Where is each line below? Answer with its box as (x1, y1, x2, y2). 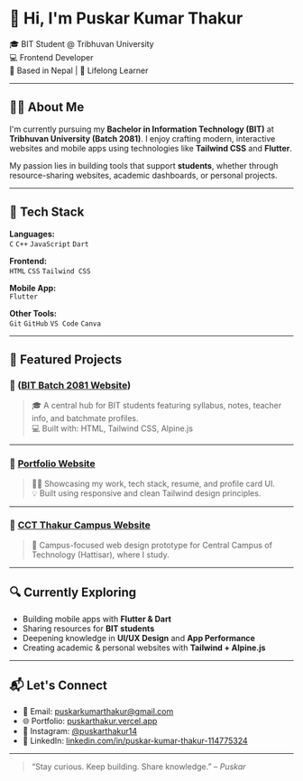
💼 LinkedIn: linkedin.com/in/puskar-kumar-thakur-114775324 (22, 735, 248, 747)
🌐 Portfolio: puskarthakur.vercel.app (22, 716, 158, 727)
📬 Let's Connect (9, 678, 108, 694)
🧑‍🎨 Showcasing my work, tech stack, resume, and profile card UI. (31, 478, 275, 489)
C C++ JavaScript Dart (9, 239, 89, 249)
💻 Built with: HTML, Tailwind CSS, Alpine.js (31, 423, 194, 434)
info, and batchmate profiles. (31, 413, 139, 424)
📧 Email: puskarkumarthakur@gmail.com (22, 706, 174, 717)
